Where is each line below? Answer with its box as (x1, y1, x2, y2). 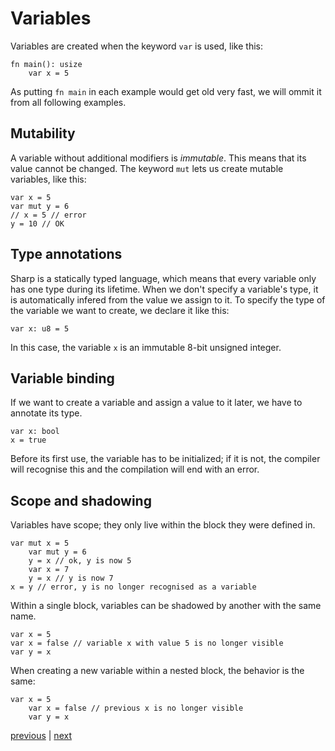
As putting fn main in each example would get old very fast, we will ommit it (10, 85, 322, 97)
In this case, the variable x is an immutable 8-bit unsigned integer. (10, 341, 282, 353)
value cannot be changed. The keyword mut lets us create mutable (10, 162, 284, 174)
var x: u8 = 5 (10, 323, 70, 334)
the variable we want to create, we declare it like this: (10, 304, 230, 316)
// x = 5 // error (10, 210, 87, 220)
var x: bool (10, 427, 60, 437)
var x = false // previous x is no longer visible (28, 703, 244, 714)
